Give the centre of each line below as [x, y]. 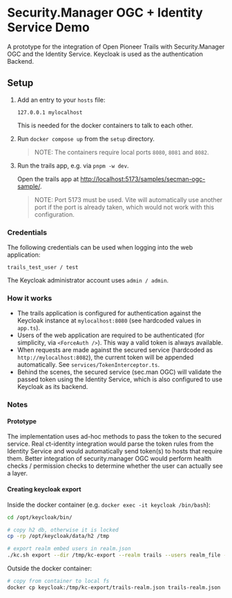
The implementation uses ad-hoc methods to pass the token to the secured [115, 437]
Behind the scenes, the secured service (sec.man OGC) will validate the [119, 372]
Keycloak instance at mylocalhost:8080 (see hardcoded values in [109, 320]
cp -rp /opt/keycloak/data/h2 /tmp [58, 536]
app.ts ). [28, 328]
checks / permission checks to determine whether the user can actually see [115, 466]
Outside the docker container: [49, 568]
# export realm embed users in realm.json [69, 549]
